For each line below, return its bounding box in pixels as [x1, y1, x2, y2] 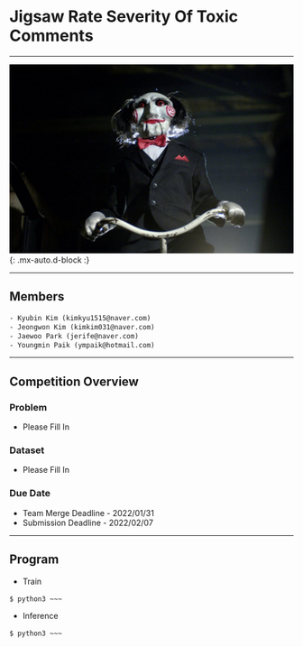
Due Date [9, 487, 51, 500]
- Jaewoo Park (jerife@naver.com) [9, 332, 140, 341]
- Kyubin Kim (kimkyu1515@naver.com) [9, 314, 151, 323]
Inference [22, 610, 59, 621]
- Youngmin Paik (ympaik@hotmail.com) [9, 341, 155, 350]
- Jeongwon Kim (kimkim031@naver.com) [9, 323, 155, 332]
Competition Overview [9, 374, 140, 389]
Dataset [9, 444, 45, 457]
